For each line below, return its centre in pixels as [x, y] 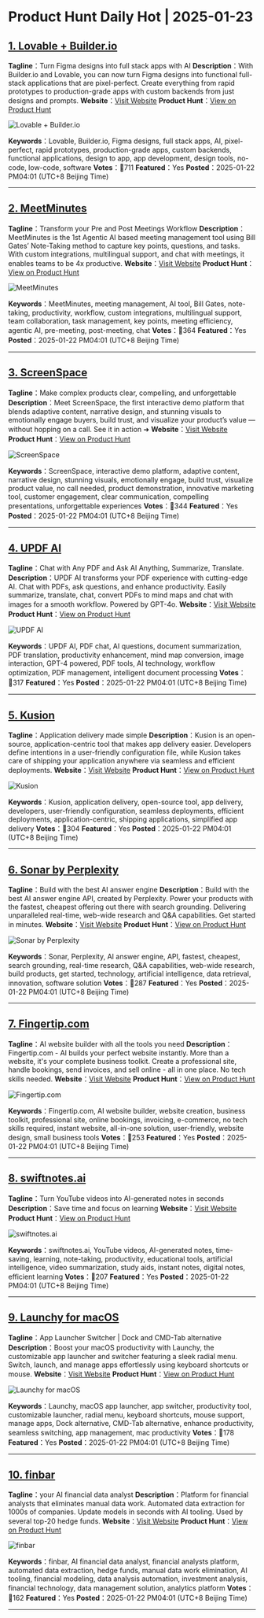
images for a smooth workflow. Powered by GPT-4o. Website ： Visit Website [132, 604]
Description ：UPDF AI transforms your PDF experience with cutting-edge [128, 578]
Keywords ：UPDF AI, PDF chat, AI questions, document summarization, [125, 646]
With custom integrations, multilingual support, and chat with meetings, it [126, 254]
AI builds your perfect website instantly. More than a [145, 1053]
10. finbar [32, 1474]
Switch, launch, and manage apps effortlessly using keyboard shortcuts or [128, 1365]
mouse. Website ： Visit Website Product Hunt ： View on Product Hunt [121, 1374]
